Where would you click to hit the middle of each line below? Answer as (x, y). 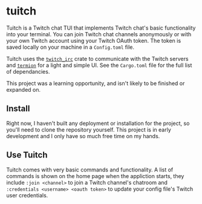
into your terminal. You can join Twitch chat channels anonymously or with (99, 34)
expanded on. (24, 89)
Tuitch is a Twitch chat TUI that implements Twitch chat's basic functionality (101, 28)
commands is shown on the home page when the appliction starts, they (95, 176)
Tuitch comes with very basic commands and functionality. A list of (90, 170)
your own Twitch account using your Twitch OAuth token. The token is (94, 40)
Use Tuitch (27, 155)
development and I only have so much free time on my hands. (83, 136)
